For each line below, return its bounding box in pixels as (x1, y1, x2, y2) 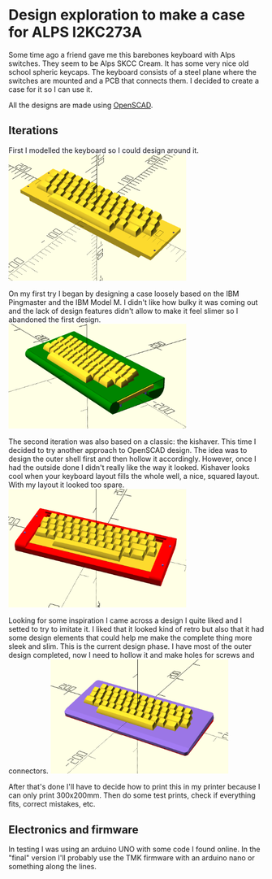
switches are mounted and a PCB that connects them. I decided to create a (8, 76, 260, 85)
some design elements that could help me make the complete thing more (8, 633, 253, 643)
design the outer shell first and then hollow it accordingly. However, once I (8, 454, 257, 464)
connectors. (8, 766, 49, 776)
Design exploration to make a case (8, 6, 245, 24)
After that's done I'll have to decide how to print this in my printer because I (8, 782, 261, 792)
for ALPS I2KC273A (8, 23, 143, 41)
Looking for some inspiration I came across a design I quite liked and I (8, 616, 242, 625)
